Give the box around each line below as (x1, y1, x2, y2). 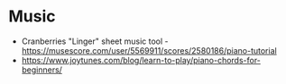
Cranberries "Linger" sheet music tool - (21, 36, 169, 46)
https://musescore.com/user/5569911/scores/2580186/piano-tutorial (21, 45, 277, 55)
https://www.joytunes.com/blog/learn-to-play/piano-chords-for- (21, 55, 261, 65)
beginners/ (21, 64, 62, 75)
